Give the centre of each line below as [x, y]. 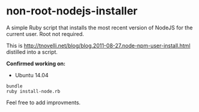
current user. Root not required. [45, 34]
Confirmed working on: [36, 63]
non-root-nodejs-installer [72, 11]
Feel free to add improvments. [44, 102]
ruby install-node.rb [33, 91]
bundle [14, 86]
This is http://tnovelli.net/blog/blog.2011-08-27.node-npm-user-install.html [98, 46]
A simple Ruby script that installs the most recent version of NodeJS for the [99, 28]
